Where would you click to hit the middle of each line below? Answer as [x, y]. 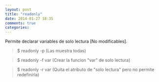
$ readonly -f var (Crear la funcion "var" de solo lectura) [74, 60]
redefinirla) [28, 75]
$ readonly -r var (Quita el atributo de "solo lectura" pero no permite [86, 70]
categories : [17, 28]
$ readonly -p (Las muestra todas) [51, 51]
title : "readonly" [24, 14]
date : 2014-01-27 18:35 [29, 18]
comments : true [20, 23]
